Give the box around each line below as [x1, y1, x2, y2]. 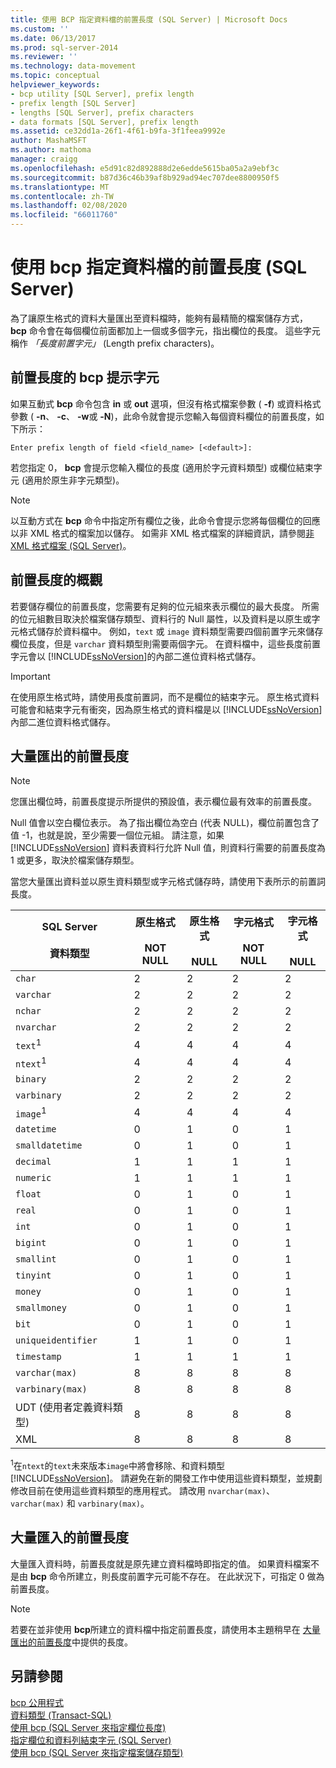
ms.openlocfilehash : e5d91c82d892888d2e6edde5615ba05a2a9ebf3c [10, 163, 280, 173]
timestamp [15, 1351, 62, 1363]
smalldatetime [15, 1140, 83, 1151]
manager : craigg [10, 154, 78, 164]
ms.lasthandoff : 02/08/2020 [10, 201, 128, 211]
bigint [15, 1237, 47, 1249]
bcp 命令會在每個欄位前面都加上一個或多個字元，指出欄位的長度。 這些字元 [10, 324, 321, 336]
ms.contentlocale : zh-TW [10, 191, 114, 201]
